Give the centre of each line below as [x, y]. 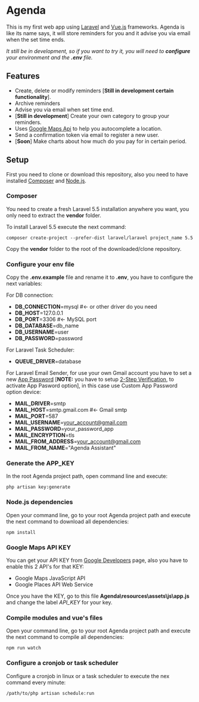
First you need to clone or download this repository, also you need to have [97, 174]
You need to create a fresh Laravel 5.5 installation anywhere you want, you [98, 209]
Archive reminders [38, 103]
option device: [24, 392]
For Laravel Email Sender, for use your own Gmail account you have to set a [99, 373]
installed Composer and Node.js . [46, 181]
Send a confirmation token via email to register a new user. [87, 135]
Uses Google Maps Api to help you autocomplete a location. [88, 128]
